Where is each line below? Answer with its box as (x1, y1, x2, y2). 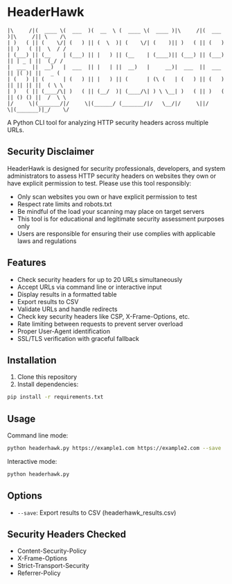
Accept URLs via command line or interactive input (17, 283, 162, 291)
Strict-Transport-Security (17, 562, 90, 570)
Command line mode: (7, 431, 69, 440)
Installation (7, 354, 57, 366)
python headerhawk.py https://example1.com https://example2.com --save (7, 445, 222, 452)
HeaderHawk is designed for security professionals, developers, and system (7, 164, 226, 172)
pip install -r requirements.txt (7, 394, 104, 401)
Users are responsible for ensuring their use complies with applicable (17, 229, 216, 237)
